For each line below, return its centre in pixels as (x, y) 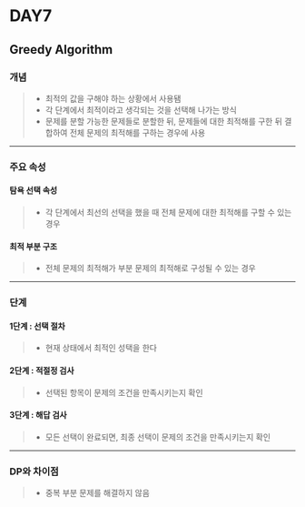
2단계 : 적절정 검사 (42, 370)
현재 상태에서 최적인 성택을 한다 (101, 348)
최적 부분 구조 (33, 246)
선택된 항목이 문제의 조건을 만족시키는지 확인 (124, 392)
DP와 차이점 (34, 472)
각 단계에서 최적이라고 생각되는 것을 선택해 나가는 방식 (141, 109)
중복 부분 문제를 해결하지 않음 (97, 493)
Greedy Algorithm (61, 50)
